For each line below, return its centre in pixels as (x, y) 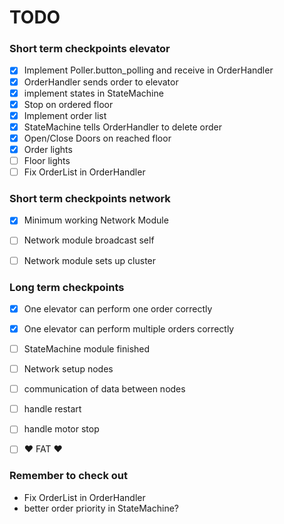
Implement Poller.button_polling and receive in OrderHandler (148, 70)
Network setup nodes (68, 369)
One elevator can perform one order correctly (118, 308)
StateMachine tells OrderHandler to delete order (123, 127)
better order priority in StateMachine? (101, 508)
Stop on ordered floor (68, 104)
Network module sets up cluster (90, 260)
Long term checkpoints (67, 287)
